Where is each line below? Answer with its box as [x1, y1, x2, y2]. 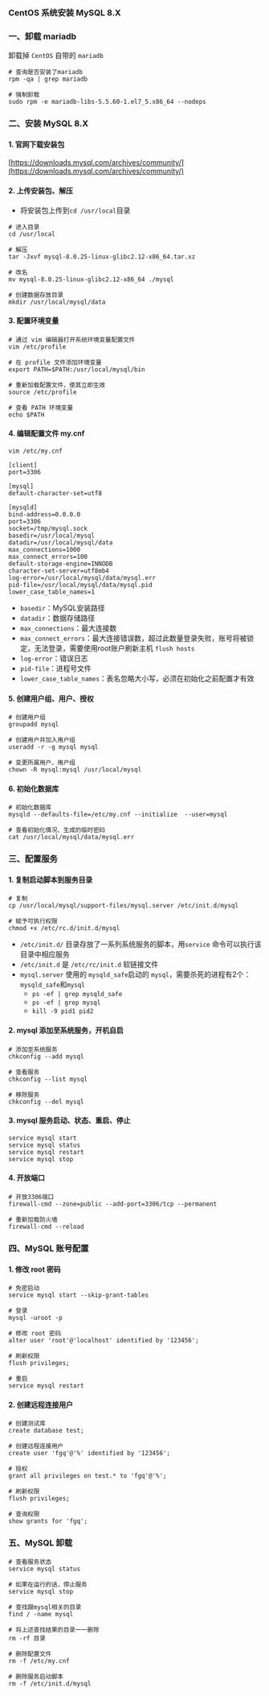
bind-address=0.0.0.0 [8, 510, 81, 519]
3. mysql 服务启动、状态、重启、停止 [8, 1115, 131, 1125]
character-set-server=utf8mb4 [8, 566, 110, 575]
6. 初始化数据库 [8, 784, 59, 793]
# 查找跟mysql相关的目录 [8, 1603, 82, 1611]
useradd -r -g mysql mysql [8, 743, 99, 751]
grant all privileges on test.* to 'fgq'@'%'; [8, 1472, 167, 1480]
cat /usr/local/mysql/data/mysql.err [8, 834, 135, 842]
